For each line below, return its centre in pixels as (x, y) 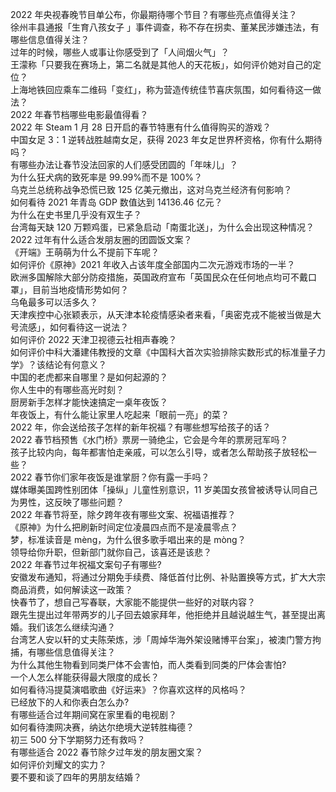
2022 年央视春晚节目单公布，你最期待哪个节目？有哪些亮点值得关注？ (154, 14)
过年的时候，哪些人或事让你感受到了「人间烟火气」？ (120, 52)
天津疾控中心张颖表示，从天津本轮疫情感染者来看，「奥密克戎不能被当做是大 (166, 314)
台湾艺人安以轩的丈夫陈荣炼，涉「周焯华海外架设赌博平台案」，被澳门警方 (161, 639)
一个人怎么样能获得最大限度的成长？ (85, 677)
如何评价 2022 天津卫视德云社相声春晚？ (94, 339)
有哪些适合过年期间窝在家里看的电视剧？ (93, 714)
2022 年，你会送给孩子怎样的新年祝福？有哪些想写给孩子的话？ (141, 427)
